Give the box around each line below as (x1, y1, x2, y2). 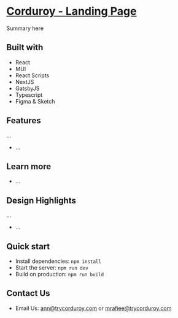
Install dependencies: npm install (15, 257, 101, 265)
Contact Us (6, 288, 50, 298)
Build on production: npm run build (15, 271, 104, 278)
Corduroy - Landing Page (6, 4, 137, 18)
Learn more (6, 161, 52, 172)
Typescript (15, 91, 43, 99)
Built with (6, 42, 44, 53)
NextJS (15, 78, 34, 85)
